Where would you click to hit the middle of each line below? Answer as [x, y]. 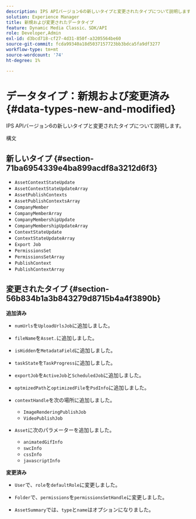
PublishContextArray [39, 269]
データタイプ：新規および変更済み [88, 96]
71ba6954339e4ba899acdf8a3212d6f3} [82, 168]
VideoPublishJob [43, 418]
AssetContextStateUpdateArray [51, 189]
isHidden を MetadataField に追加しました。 [65, 351]
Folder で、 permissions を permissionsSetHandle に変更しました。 [91, 497]
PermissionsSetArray [39, 257]
